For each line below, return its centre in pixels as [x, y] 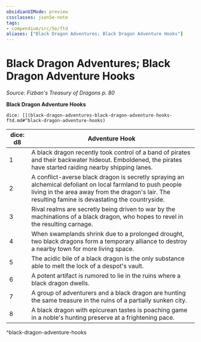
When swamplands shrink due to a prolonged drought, [108, 234]
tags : [13, 23]
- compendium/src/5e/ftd [37, 28]
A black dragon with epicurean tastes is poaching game [109, 310]
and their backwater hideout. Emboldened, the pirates [107, 160]
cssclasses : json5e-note [37, 17]
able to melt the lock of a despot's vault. [88, 266]
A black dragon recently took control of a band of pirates [111, 152]
